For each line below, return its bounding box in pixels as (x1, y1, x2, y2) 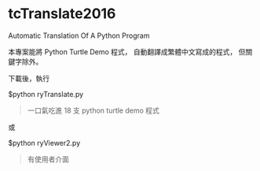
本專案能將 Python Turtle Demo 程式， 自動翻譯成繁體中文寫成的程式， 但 (8, 46, 246, 56)
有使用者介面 (27, 154, 69, 164)
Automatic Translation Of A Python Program (8, 31, 150, 40)
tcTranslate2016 (8, 5, 116, 23)
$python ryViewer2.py (8, 138, 81, 147)
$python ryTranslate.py (8, 89, 84, 99)
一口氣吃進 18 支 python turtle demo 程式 (27, 106, 159, 115)
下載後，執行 (8, 73, 49, 83)
